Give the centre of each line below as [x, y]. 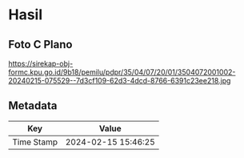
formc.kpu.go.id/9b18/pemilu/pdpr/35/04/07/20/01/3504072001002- [122, 72]
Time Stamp [35, 142]
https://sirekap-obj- [41, 63]
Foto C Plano [40, 45]
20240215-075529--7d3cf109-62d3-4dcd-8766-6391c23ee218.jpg [120, 81]
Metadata [33, 106]
